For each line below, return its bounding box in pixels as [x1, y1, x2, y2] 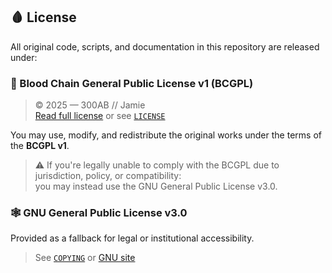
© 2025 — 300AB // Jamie [34, 99, 146, 111]
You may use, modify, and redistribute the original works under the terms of [10, 129, 322, 141]
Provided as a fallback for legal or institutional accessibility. [10, 232, 255, 244]
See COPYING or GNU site [34, 252, 136, 264]
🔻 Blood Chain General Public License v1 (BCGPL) [10, 76, 254, 90]
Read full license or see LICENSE [34, 110, 166, 122]
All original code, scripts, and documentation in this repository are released [10, 40, 320, 53]
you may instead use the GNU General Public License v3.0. [34, 180, 278, 193]
